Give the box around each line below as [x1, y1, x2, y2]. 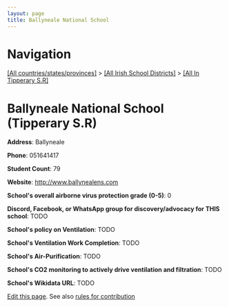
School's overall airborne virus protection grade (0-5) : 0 [7, 191, 172, 200]
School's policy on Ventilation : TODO [7, 226, 116, 234]
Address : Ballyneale [7, 138, 65, 146]
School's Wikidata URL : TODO [7, 279, 95, 287]
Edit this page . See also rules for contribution [7, 293, 136, 301]
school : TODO [7, 212, 48, 221]
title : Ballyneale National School [7, 17, 110, 23]
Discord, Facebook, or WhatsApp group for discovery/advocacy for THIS [7, 205, 220, 213]
